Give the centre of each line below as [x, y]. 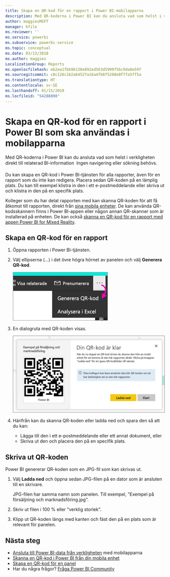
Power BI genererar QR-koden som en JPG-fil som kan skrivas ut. [74, 469]
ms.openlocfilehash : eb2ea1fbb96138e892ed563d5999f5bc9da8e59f [73, 69]
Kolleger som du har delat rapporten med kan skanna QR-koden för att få [81, 200]
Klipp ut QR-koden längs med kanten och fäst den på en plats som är [84, 519]
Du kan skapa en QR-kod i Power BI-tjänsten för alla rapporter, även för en [83, 174]
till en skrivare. [28, 484]
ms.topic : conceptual [28, 48]
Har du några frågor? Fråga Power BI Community [63, 569]
